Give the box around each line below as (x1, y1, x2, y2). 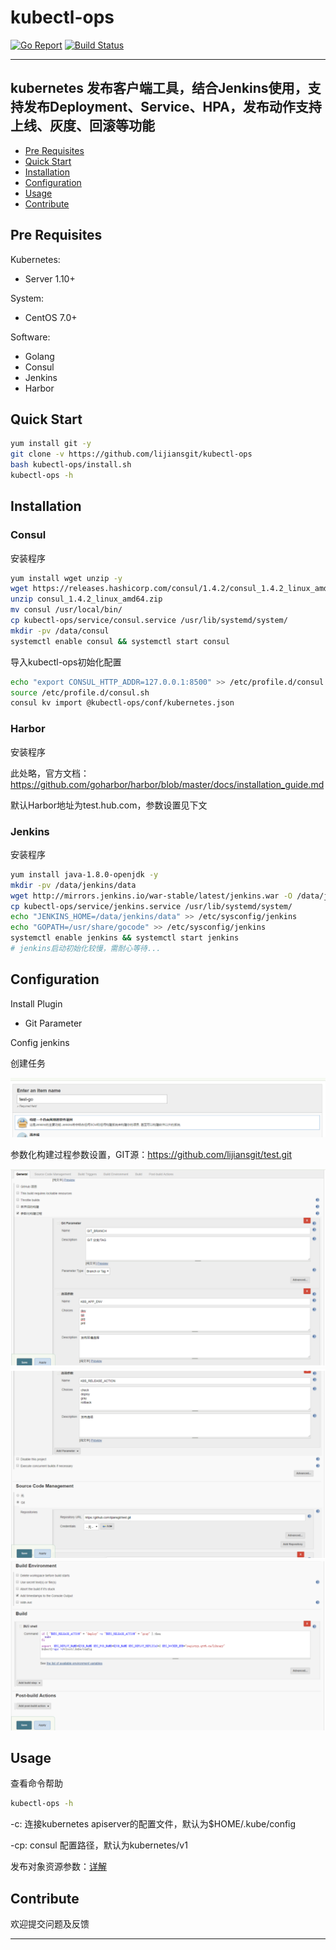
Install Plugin (10, 997, 63, 1010)
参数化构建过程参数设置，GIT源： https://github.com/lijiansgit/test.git (10, 1148, 293, 1160)
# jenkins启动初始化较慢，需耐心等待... (10, 944, 162, 954)
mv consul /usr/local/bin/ (10, 605, 123, 615)
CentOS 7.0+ (24, 311, 78, 323)
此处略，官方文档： (10, 767, 90, 779)
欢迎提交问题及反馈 (10, 1918, 90, 1930)
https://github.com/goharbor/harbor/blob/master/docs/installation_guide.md (10, 778, 325, 790)
